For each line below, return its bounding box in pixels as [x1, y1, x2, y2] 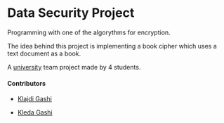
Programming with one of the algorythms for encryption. [7, 28, 171, 37]
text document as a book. [7, 49, 81, 58]
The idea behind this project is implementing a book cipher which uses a [7, 41, 218, 50]
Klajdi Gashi [17, 95, 53, 103]
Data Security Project [7, 5, 135, 21]
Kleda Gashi [17, 108, 53, 117]
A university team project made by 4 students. [7, 63, 141, 71]
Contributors [7, 79, 46, 87]
